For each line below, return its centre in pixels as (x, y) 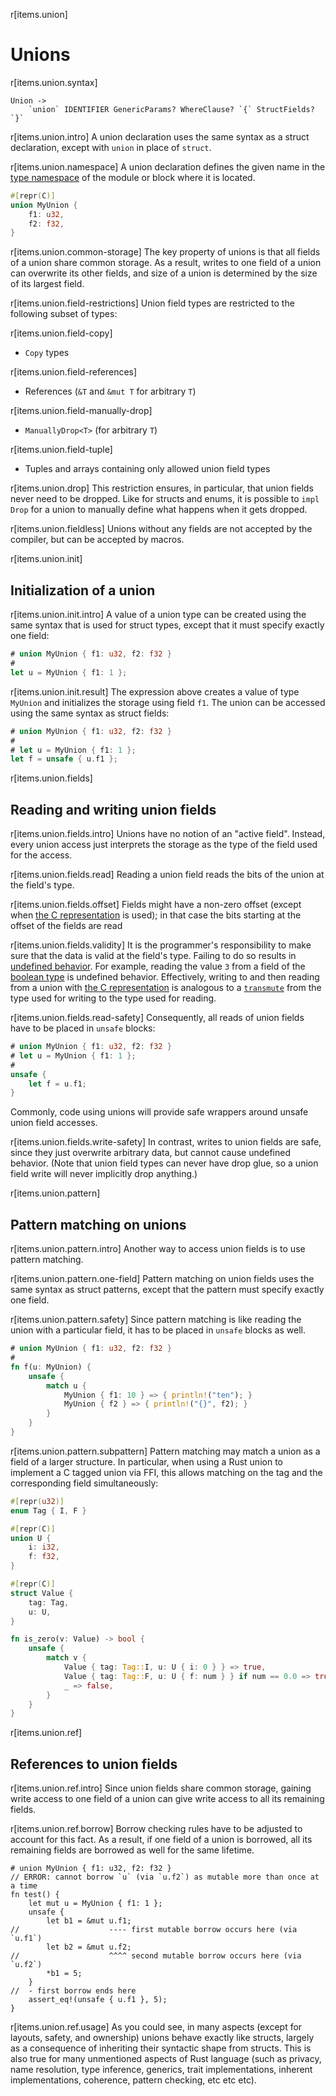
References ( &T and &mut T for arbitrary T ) (110, 391)
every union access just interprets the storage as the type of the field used (164, 845)
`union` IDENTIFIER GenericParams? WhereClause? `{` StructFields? (171, 109)
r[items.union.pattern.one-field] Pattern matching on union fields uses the (162, 1279)
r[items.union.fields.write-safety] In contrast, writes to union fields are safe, (166, 1142)
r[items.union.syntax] (54, 82)
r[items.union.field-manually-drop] (81, 411)
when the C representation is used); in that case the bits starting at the (156, 915)
